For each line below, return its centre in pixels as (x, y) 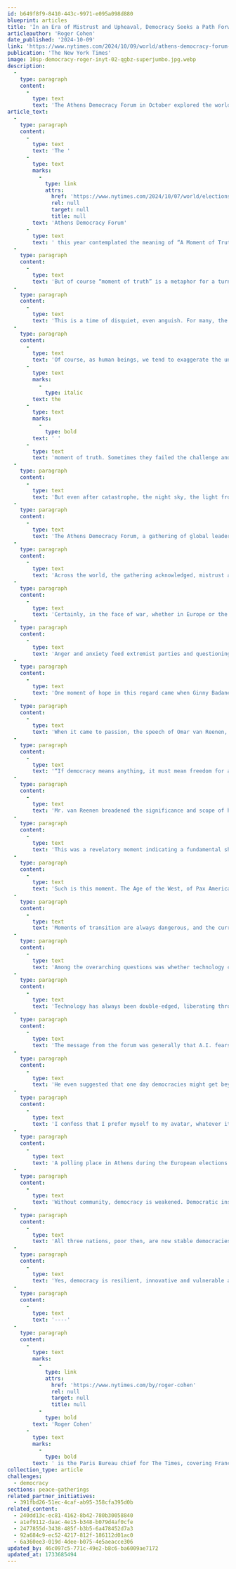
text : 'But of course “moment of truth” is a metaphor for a (124, 282)
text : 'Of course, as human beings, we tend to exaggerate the (127, 360)
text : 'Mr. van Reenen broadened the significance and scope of (129, 810)
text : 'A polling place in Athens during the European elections (130, 1163)
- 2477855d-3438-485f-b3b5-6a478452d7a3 (73, 1528)
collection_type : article (45, 1470)
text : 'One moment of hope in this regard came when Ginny (121, 692)
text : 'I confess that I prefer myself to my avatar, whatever (127, 1124)
